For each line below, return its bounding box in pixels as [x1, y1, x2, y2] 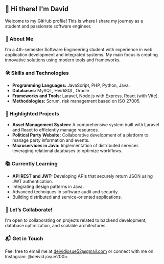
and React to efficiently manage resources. [12, 127, 99, 132]
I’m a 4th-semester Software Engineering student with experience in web [5, 47, 153, 53]
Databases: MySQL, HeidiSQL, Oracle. [12, 88, 91, 94]
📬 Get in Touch [5, 235, 43, 242]
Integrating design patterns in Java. [12, 184, 84, 189]
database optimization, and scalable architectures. [5, 223, 107, 229]
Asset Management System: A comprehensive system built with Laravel [12, 121, 159, 128]
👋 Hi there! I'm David [5, 5, 69, 13]
